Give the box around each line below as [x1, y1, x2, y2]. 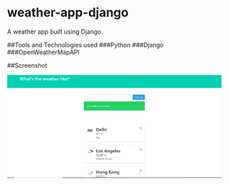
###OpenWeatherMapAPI [7, 48, 80, 56]
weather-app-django [7, 5, 129, 21]
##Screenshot [7, 61, 47, 69]
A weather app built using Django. [7, 27, 103, 36]
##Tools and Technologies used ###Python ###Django [7, 40, 164, 49]
